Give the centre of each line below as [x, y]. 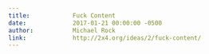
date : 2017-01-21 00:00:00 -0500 [85, 23]
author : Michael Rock [62, 30]
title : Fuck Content [62, 15]
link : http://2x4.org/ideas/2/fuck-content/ [105, 38]
